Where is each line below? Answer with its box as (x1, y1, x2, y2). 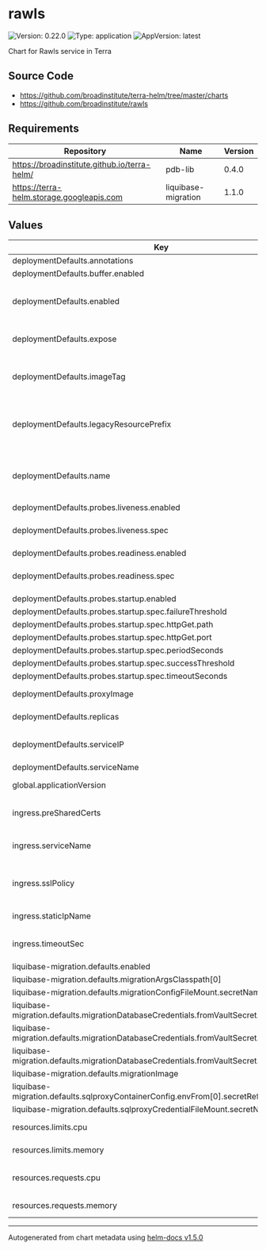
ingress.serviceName (12, 840, 92, 851)
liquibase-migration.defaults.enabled (12, 961, 150, 972)
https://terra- (12, 182, 63, 193)
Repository (63, 145, 107, 156)
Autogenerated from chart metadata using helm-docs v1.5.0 (8, 1233, 203, 1242)
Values (8, 218, 44, 232)
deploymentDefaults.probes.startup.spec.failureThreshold (12, 606, 227, 617)
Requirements (8, 122, 79, 136)
